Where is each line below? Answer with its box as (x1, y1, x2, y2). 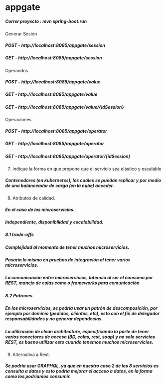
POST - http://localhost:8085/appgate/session (5, 42, 106, 48)
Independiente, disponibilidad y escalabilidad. (5, 219, 104, 225)
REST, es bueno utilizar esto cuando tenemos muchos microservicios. (5, 339, 154, 345)
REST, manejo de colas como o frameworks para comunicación (5, 280, 140, 286)
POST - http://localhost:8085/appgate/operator (5, 128, 107, 134)
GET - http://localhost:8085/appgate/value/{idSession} (5, 104, 124, 110)
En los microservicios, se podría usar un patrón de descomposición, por (5, 305, 158, 311)
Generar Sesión (5, 31, 37, 37)
